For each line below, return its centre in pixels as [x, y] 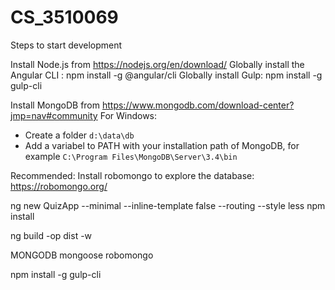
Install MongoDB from [55, 105]
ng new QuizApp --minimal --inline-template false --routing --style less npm [168, 205]
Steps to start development [66, 45]
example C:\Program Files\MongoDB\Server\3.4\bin [131, 156]
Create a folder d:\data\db [79, 135]
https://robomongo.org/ [59, 186]
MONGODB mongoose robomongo [82, 255]
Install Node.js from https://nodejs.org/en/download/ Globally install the [157, 64]
